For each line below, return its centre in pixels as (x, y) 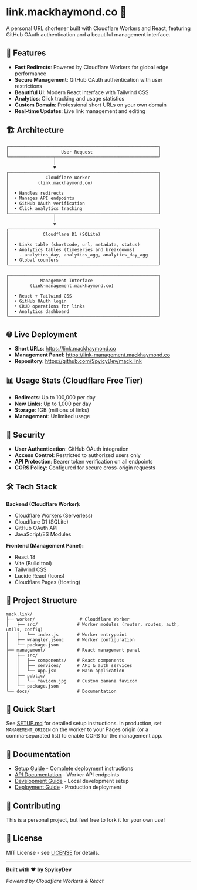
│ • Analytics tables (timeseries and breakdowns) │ (84, 249)
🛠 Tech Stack (32, 487)
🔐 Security (26, 435)
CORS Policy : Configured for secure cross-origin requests (85, 468)
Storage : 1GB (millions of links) (52, 410)
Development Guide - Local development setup (72, 781)
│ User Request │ (84, 152)
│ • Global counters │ (84, 260)
